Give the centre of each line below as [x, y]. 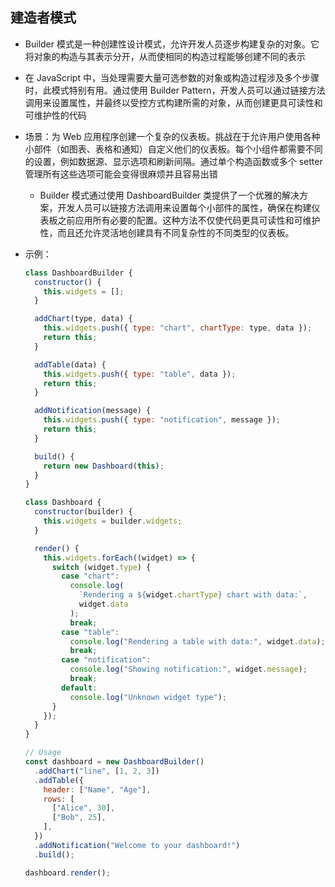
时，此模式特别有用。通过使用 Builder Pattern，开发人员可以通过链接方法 [175, 90]
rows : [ [59, 799]
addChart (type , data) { [83, 319]
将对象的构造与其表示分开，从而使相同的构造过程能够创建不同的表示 [165, 56]
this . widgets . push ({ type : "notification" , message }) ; [162, 420]
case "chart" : [90, 576]
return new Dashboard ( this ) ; [104, 466]
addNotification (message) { [93, 411]
